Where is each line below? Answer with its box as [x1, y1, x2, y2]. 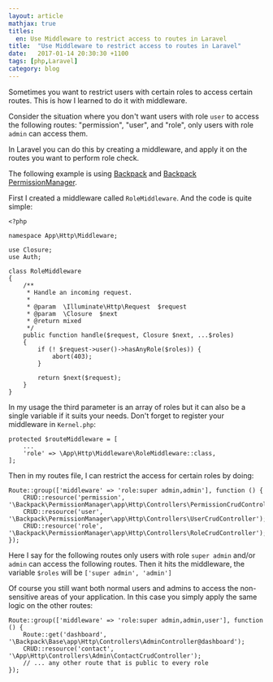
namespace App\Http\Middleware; [8, 231, 118, 240]
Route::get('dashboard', [23, 630, 107, 638]
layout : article [8, 11, 63, 20]
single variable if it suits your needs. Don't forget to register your [8, 411, 225, 421]
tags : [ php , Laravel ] [8, 58, 79, 66]
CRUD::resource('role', [23, 521, 104, 530]
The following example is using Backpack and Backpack [8, 168, 197, 179]
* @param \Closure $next [26, 309, 118, 317]
